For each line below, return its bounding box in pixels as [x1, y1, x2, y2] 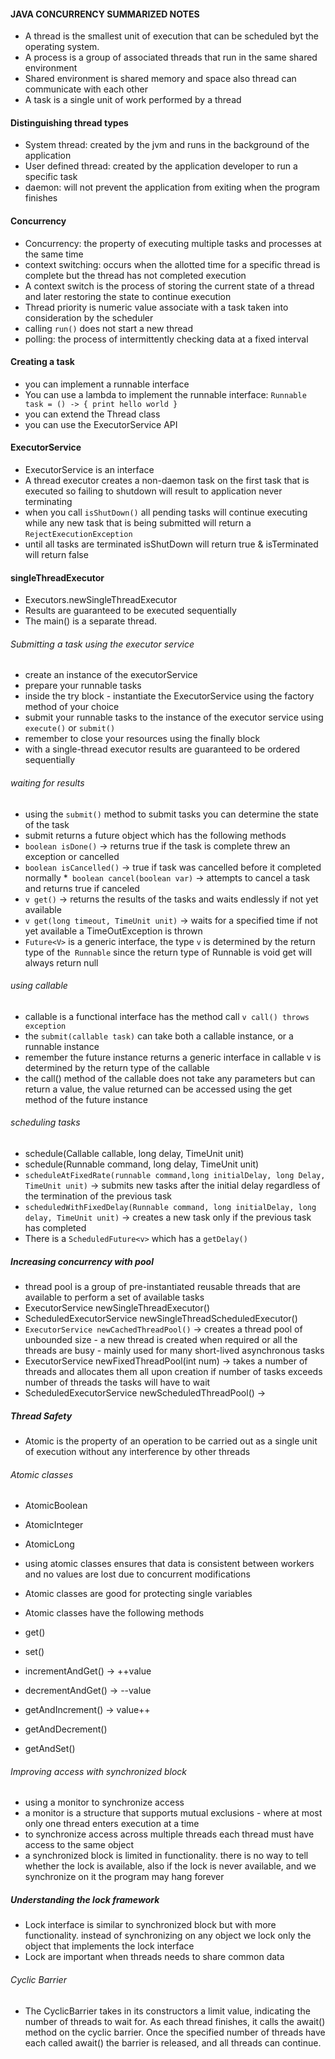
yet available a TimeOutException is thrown [24, 925, 203, 937]
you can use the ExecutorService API [24, 418, 178, 430]
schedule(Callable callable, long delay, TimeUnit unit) [24, 1148, 245, 1160]
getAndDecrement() [24, 1723, 108, 1735]
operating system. [24, 41, 100, 53]
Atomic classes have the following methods [24, 1607, 205, 1619]
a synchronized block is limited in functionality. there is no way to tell [24, 1850, 309, 1862]
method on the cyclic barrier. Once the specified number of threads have [24, 2026, 326, 2038]
